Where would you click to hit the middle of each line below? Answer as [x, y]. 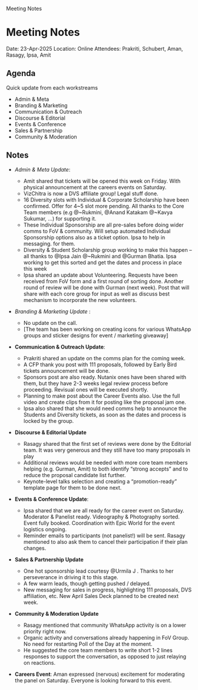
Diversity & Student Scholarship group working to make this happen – [108, 249]
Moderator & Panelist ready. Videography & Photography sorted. [101, 517]
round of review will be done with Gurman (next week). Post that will [106, 287]
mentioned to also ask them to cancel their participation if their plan [105, 541]
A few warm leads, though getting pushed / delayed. [87, 583]
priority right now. [45, 631]
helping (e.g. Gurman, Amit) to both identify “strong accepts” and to [106, 469]
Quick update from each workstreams [52, 87]
